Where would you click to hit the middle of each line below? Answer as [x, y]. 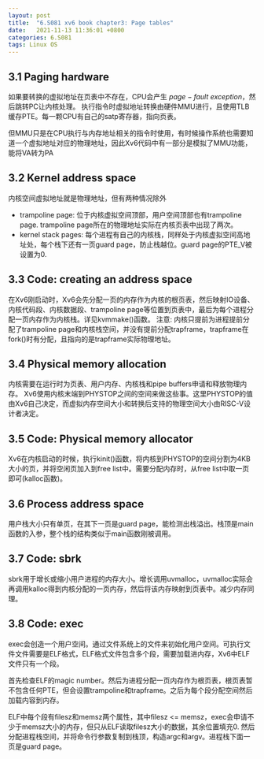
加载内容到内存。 [36, 700]
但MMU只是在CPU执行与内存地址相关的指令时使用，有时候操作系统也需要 [128, 133]
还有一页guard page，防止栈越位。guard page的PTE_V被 [160, 244]
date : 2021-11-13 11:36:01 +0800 [66, 30]
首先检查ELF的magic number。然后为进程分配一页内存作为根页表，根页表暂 [130, 680]
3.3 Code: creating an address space [100, 279]
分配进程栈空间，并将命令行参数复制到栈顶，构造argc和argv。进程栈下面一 [129, 736]
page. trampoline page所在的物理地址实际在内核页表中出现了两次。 [128, 225]
